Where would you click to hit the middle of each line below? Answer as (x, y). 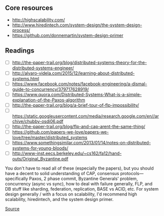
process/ (21, 30)
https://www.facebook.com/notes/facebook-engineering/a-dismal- (80, 84)
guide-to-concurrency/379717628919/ (51, 89)
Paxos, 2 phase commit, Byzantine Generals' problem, (83, 179)
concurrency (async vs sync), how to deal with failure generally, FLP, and (79, 184)
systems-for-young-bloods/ (40, 148)
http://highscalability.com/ (38, 20)
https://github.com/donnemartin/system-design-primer (68, 35)
